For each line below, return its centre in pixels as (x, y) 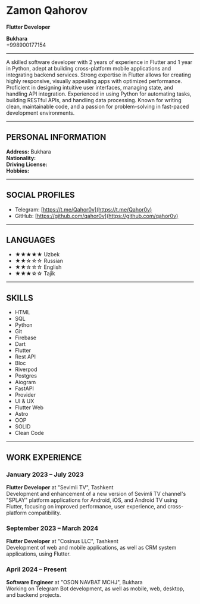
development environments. (40, 113)
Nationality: (21, 158)
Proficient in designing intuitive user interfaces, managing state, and (90, 87)
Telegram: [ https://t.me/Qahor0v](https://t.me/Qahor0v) (83, 209)
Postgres (26, 376)
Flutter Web (29, 407)
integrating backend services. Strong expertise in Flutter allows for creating (99, 75)
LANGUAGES (31, 240)
